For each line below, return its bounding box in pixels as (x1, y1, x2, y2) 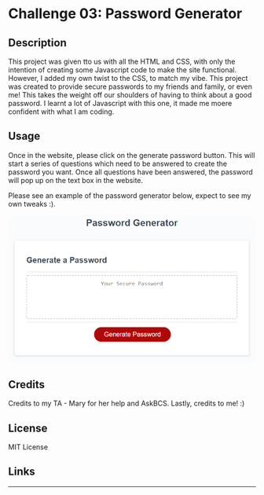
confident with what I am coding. (8, 107, 115, 116)
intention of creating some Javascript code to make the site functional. (8, 65, 237, 75)
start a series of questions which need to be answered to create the (8, 159, 228, 168)
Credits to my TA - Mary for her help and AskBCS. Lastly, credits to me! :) (8, 398, 245, 409)
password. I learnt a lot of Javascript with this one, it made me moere (8, 99, 233, 108)
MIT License (8, 442, 49, 452)
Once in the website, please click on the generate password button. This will (8, 150, 255, 159)
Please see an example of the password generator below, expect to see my (8, 190, 251, 200)
